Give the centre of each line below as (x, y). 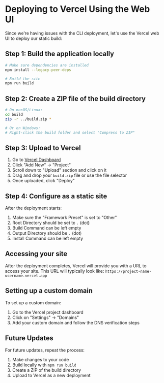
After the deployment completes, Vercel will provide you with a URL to (76, 266)
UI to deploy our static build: (34, 38)
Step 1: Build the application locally (60, 54)
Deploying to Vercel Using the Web (78, 9)
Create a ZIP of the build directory (46, 370)
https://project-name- (128, 271)
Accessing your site (36, 254)
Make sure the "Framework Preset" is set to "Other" (65, 218)
